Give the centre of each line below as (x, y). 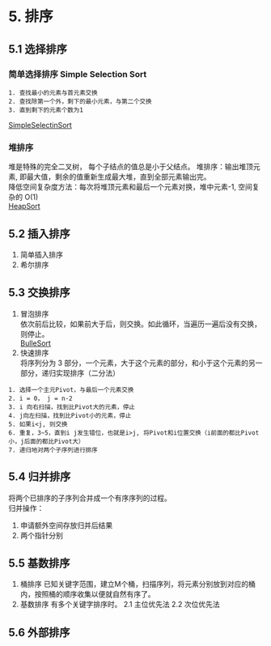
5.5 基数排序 (39, 563)
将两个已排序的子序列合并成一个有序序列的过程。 (90, 498)
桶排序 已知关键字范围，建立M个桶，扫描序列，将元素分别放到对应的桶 (138, 584)
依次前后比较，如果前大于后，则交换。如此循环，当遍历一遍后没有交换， (140, 324)
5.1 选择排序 (38, 49)
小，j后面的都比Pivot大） (47, 441)
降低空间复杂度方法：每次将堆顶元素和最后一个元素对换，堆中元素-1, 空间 (131, 187)
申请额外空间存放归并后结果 (66, 525)
